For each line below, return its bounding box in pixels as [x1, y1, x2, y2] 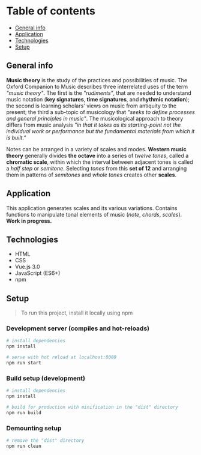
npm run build [6, 409, 42, 415]
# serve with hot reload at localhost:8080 [6, 354, 117, 361]
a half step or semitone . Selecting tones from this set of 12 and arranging [6, 164, 187, 172]
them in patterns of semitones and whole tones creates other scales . [6, 171, 177, 178]
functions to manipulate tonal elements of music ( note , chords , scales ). [6, 211, 182, 218]
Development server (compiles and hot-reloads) [6, 324, 150, 333]
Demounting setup [6, 424, 62, 432]
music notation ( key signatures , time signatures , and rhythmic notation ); [6, 95, 190, 103]
